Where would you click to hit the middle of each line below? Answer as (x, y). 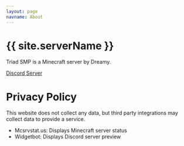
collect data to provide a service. (46, 119)
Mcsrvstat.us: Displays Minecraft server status (71, 131)
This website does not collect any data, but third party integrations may (92, 113)
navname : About (25, 17)
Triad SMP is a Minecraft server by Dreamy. (59, 62)
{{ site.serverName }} (60, 46)
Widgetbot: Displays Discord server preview (68, 137)
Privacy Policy (42, 97)
